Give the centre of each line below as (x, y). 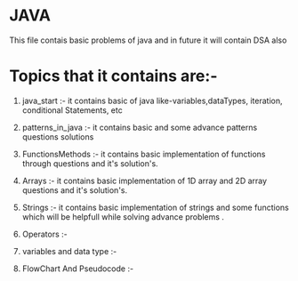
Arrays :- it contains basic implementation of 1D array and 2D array (145, 181)
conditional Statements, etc (72, 110)
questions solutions (58, 136)
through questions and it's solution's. (90, 163)
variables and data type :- (69, 251)
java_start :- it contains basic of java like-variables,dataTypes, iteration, (152, 100)
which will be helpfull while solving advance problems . (123, 217)
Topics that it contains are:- (113, 76)
